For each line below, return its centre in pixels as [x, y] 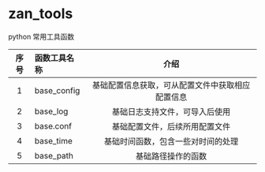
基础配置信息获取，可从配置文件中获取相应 [171, 85]
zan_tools [41, 14]
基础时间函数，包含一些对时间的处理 [171, 141]
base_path [54, 155]
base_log [51, 111]
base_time [54, 140]
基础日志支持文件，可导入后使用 [171, 111]
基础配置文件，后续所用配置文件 [171, 126]
